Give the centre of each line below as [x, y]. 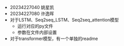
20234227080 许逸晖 [32, 13]
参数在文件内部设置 [37, 32]
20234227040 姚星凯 [32, 7]
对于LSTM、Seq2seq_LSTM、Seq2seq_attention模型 [64, 20]
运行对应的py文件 [35, 26]
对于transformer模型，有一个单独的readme [54, 38]
